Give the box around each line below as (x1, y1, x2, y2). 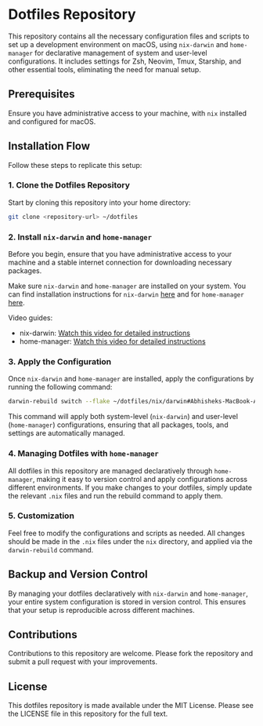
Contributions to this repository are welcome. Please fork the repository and (8, 649, 254, 659)
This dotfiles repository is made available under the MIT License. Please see (8, 701, 254, 710)
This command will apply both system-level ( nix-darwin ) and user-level (8, 412, 239, 421)
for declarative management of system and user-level (34, 48, 207, 57)
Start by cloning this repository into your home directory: (8, 198, 191, 207)
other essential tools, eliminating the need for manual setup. (8, 64, 201, 74)
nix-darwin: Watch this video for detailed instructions (19, 328, 190, 338)
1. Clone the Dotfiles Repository (8, 180, 131, 191)
